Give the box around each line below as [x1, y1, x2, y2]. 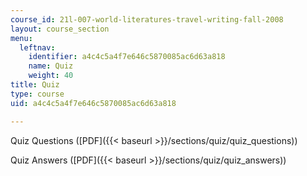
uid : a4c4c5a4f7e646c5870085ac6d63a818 [10, 98, 177, 108]
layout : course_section [10, 24, 110, 34]
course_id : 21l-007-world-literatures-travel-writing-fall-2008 [10, 14, 284, 25]
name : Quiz [28, 61, 74, 71]
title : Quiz [10, 80, 60, 90]
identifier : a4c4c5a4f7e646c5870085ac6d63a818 [28, 52, 226, 62]
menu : [10, 33, 33, 43]
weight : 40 [28, 71, 74, 81]
